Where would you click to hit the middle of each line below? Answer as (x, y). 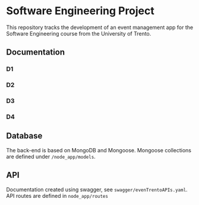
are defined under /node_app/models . (51, 156)
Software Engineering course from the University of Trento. (79, 33)
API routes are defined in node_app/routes (57, 196)
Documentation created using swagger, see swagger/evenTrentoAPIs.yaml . (97, 189)
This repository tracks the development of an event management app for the (100, 27)
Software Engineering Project (80, 11)
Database (24, 136)
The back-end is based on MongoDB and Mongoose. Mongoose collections (99, 150)
